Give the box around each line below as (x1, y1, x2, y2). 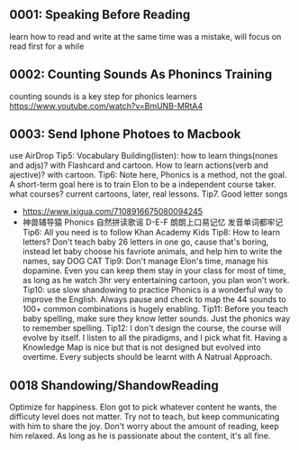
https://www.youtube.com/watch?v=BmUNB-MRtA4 (9, 100, 204, 111)
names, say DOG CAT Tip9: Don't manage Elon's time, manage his (22, 256, 268, 267)
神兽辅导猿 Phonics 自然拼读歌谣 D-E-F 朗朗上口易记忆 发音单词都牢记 (22, 216, 284, 228)
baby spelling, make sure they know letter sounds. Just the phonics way (22, 313, 291, 324)
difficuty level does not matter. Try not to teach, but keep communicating (9, 411, 280, 422)
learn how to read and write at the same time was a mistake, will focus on (9, 31, 282, 41)
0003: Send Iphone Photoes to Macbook (9, 126, 241, 142)
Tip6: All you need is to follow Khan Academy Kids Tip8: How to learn (22, 227, 281, 238)
